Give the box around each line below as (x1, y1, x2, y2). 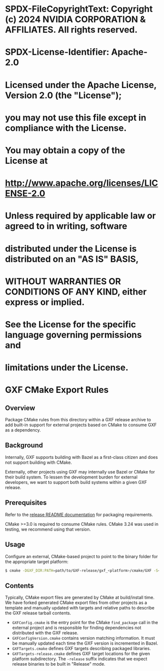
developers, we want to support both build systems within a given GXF (5, 479, 147, 485)
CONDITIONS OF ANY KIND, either (5, 286, 147, 297)
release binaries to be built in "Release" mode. (12, 661, 106, 667)
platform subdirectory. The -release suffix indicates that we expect (12, 656, 147, 662)
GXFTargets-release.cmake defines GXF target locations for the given (12, 651, 150, 657)
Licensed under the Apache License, (5, 79, 157, 90)
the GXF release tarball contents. (5, 610, 72, 616)
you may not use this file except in (5, 112, 146, 123)
